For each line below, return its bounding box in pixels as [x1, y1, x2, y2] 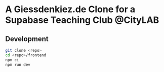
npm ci [5, 57, 19, 62]
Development [5, 34, 49, 43]
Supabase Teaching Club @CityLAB [5, 14, 159, 26]
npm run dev [5, 62, 30, 67]
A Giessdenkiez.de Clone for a [5, 4, 136, 15]
